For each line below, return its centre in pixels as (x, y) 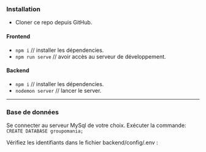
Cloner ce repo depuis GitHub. (54, 23)
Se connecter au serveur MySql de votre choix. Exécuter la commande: (96, 125)
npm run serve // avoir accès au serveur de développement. (91, 56)
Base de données (33, 112)
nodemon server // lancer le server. (58, 90)
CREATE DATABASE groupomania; (45, 131)
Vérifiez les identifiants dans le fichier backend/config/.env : (82, 143)
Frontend (18, 36)
